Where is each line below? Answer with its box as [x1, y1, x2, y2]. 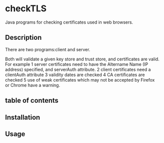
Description [5, 33, 42, 42]
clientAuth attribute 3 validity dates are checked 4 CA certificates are [5, 72, 145, 78]
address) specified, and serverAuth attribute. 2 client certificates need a [5, 66, 151, 72]
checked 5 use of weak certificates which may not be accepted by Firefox [5, 77, 155, 83]
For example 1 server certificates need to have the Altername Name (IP [5, 61, 148, 67]
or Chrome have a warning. [5, 82, 60, 88]
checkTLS [5, 3, 47, 14]
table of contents [5, 96, 59, 105]
